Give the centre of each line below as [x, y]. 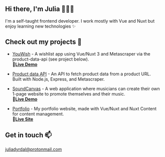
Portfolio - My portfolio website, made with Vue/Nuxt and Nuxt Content [84, 108]
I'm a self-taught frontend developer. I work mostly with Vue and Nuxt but [80, 21]
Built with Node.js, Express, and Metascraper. [58, 79]
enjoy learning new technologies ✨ [41, 26]
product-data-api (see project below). [51, 59]
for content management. [38, 114]
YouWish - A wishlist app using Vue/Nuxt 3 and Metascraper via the [81, 54]
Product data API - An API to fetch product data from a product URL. [82, 74]
